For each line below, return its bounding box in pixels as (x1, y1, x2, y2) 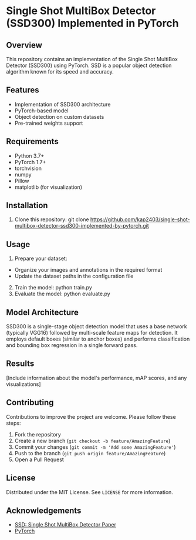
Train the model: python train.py (14, 284, 92, 291)
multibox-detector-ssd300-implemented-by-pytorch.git (14, 222, 150, 229)
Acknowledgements (6, 505, 82, 515)
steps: (6, 419, 21, 426)
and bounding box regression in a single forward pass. (6, 342, 138, 349)
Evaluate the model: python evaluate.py (14, 290, 110, 298)
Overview (6, 40, 43, 50)
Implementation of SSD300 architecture (14, 101, 111, 108)
